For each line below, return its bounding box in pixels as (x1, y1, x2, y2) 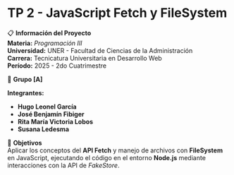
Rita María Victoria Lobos (17, 117, 94, 126)
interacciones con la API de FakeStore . (7, 161, 120, 169)
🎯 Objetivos (7, 138, 42, 147)
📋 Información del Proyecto (7, 28, 92, 37)
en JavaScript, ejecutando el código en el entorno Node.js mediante (7, 153, 207, 162)
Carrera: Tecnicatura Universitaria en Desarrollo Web (7, 54, 162, 62)
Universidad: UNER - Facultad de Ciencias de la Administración (7, 46, 193, 54)
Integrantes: (7, 88, 44, 97)
